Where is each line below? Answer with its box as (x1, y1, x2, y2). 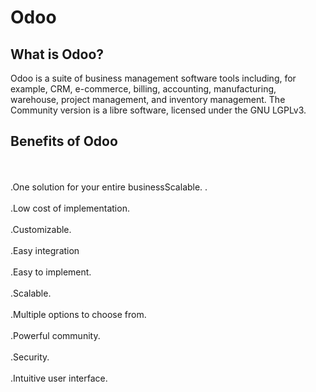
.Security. (10, 351, 50, 363)
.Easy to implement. (10, 266, 92, 278)
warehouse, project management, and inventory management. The (10, 94, 286, 105)
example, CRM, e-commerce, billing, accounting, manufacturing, (10, 83, 277, 95)
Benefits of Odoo (10, 133, 118, 150)
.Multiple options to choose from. (10, 308, 147, 320)
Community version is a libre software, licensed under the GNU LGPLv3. (10, 104, 307, 116)
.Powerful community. (10, 329, 101, 341)
